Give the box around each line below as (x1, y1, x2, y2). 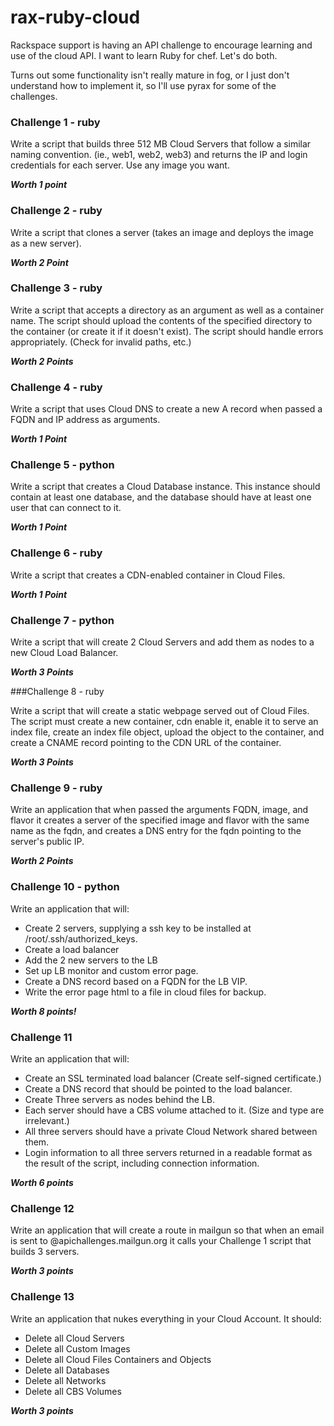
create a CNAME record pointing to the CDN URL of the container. (10, 737, 282, 749)
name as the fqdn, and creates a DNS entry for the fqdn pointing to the (10, 825, 302, 837)
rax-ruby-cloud (10, 6, 141, 29)
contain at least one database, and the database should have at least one (10, 491, 312, 503)
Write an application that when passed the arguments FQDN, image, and (10, 804, 309, 816)
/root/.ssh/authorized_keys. (24, 932, 138, 945)
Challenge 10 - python (10, 880, 120, 894)
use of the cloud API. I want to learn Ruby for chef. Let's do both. (10, 49, 278, 61)
